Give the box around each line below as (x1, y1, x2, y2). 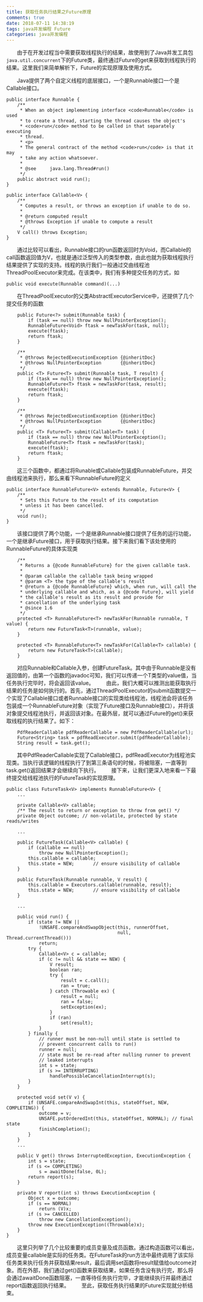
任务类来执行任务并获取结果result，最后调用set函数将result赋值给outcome (6, 1259, 192, 1266)
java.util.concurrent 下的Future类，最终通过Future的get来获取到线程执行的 (6, 56, 196, 64)
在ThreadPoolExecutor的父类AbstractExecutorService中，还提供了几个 (17, 293, 194, 300)
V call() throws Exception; (17, 229, 88, 236)
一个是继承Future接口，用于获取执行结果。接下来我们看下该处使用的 (6, 538, 177, 545)
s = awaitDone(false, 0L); (38, 1169, 107, 1175)
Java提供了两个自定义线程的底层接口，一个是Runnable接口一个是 (17, 77, 180, 84)
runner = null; (38, 1046, 78, 1053)
